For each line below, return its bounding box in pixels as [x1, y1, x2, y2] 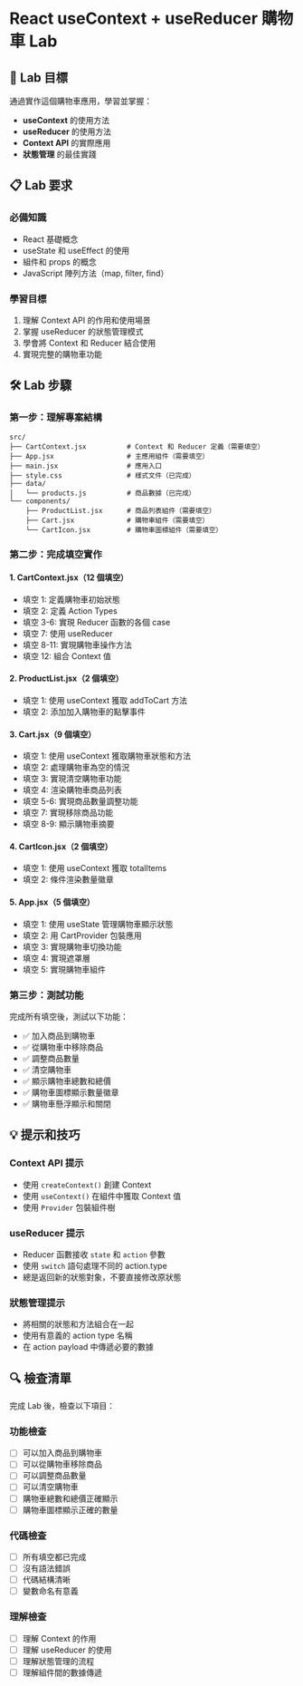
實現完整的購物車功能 [22, 348, 102, 359]
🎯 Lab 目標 [9, 70, 69, 85]
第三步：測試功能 [9, 989, 84, 1002]
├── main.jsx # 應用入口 [9, 461, 163, 470]
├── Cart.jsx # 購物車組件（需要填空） [25, 516, 210, 525]
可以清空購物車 [22, 1481, 79, 1492]
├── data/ [9, 479, 47, 488]
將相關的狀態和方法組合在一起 [22, 1319, 134, 1330]
